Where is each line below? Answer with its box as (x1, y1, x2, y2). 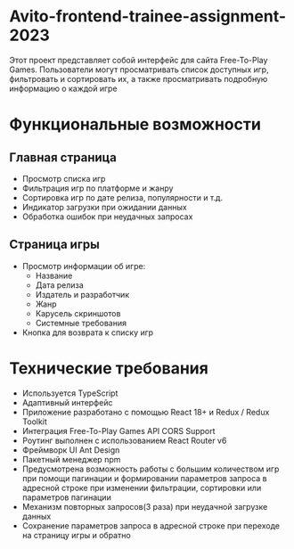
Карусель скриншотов (35, 307, 121, 318)
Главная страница (9, 150, 118, 165)
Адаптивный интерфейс (21, 397, 113, 407)
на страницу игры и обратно (21, 529, 131, 540)
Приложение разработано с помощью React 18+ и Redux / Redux (21, 406, 270, 417)
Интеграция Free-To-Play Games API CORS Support (21, 425, 216, 436)
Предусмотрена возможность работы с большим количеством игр (21, 463, 280, 474)
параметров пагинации (21, 492, 111, 503)
